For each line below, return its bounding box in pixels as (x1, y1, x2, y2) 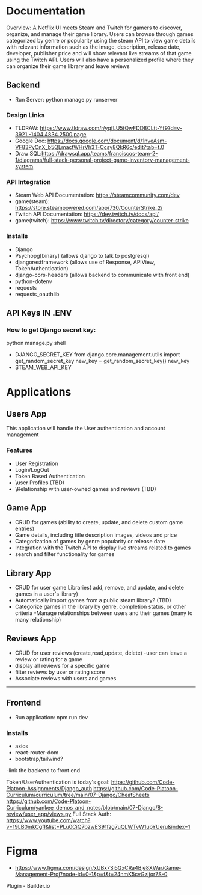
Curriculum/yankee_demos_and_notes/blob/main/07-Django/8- (6, 804, 164, 811)
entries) (14, 525, 35, 533)
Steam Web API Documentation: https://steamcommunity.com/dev (14, 191, 180, 199)
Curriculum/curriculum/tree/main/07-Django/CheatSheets (6, 792, 150, 799)
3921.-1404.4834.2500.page (14, 131, 87, 138)
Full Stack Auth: (72, 810, 112, 818)
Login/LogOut (14, 466, 49, 473)
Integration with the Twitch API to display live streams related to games (14, 544, 191, 551)
